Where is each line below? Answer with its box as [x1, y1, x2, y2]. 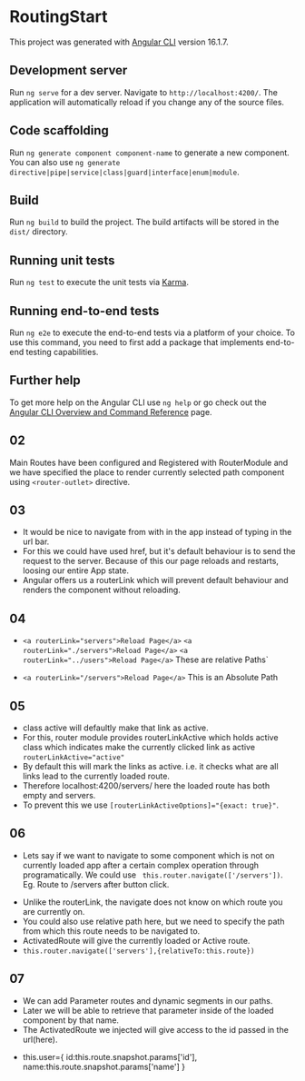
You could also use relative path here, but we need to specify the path [22, 916, 285, 927]
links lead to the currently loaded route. [22, 770, 171, 782]
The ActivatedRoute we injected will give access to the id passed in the [22, 1024, 289, 1035]
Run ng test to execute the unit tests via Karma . [9, 277, 189, 288]
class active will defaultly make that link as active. [22, 722, 209, 733]
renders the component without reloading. [22, 584, 182, 596]
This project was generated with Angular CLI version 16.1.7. [9, 36, 229, 47]
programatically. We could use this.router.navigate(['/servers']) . [22, 869, 283, 880]
